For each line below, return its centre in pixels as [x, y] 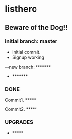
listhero [21, 9]
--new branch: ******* [28, 67]
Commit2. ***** [21, 109]
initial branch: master [31, 41]
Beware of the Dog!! [36, 27]
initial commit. [26, 52]
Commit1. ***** [20, 100]
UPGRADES [19, 122]
